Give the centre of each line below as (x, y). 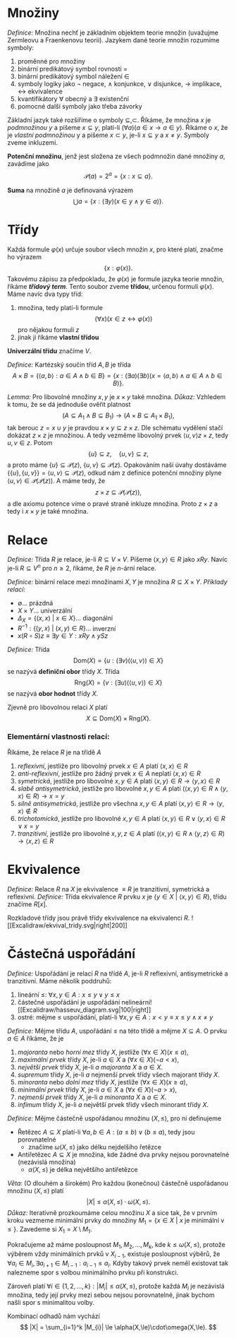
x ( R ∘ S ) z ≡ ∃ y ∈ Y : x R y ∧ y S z (63, 636)
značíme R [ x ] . (27, 904)
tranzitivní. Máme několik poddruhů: (60, 981)
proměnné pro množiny (51, 61)
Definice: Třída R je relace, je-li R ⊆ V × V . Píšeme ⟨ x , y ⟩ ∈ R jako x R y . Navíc (117, 560)
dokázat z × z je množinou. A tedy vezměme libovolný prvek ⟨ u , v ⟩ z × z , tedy (118, 435)
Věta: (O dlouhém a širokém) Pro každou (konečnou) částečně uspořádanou (118, 1183)
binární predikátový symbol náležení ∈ (74, 76)
